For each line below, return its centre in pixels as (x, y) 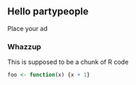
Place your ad (28, 28)
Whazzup (24, 46)
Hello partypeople (48, 12)
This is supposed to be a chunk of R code (68, 62)
